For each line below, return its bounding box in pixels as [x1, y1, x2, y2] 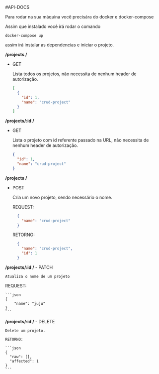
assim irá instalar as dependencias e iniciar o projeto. [5, 42, 114, 48]
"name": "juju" [14, 301, 46, 306]
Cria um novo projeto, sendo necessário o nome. [12, 194, 113, 200]
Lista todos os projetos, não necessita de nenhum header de [12, 71, 137, 77]
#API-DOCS [5, 4, 30, 10]
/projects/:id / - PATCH [5, 264, 53, 270]
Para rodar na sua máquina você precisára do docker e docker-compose [5, 14, 154, 19]
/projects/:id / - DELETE [5, 318, 55, 324]
